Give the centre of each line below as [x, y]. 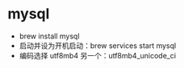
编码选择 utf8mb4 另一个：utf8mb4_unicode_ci [98, 55]
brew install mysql [49, 36]
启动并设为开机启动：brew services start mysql [98, 46]
